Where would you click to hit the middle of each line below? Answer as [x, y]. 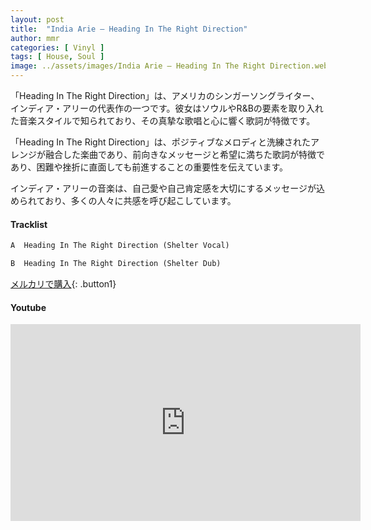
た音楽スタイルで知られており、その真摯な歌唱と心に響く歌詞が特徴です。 [163, 120]
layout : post [37, 19]
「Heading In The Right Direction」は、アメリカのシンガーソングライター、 [165, 95]
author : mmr [35, 38]
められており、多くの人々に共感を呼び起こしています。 [123, 200]
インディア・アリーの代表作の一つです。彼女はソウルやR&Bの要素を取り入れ [167, 108]
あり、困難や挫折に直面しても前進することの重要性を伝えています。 [149, 167]
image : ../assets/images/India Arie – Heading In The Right [138, 66]
